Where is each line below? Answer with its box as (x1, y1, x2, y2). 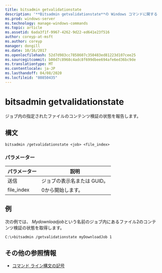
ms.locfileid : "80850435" (5, 75, 57, 80)
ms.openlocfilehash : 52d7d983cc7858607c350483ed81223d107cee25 (5, 52, 136, 58)
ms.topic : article (5, 25, 42, 30)
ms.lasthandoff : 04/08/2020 (5, 71, 62, 76)
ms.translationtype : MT (5, 62, 54, 66)
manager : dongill (5, 43, 40, 48)
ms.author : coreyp (5, 39, 42, 44)
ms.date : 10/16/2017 (5, 48, 47, 53)
